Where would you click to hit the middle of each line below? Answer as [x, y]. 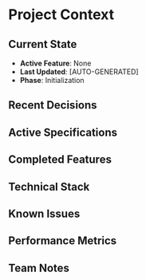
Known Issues [44, 213]
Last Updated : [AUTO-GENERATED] [79, 72]
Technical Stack [49, 186]
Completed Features [60, 160]
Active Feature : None [55, 63]
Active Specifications [63, 132]
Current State [43, 44]
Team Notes [39, 268]
